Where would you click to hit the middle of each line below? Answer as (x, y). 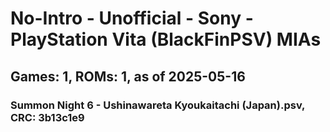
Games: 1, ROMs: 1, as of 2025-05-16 (128, 76)
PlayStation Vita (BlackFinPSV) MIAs (166, 39)
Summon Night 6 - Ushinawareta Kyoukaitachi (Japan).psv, (158, 105)
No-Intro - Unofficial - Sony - (132, 18)
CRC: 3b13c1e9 (47, 117)
